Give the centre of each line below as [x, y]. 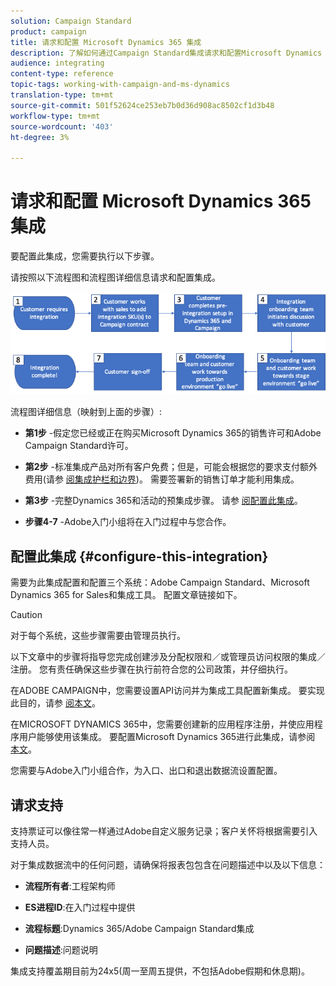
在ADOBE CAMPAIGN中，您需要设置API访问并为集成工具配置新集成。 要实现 [167, 691]
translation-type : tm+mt [62, 95]
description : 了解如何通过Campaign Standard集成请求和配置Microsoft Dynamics [166, 53]
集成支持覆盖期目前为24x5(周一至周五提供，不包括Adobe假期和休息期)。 [160, 971]
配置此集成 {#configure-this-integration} [139, 556]
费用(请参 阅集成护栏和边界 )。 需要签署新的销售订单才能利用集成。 [162, 479]
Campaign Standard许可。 [79, 446]
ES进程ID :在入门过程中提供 [80, 907]
